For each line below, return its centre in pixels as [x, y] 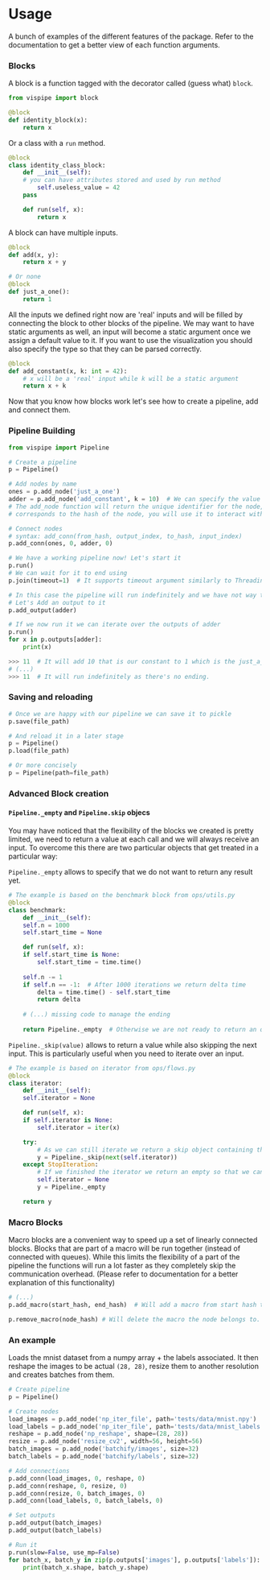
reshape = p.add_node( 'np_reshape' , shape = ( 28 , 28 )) [98, 1434]
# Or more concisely [43, 766]
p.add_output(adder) [43, 610]
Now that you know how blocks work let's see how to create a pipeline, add [133, 401]
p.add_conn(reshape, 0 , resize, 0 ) [68, 1486]
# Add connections [39, 1470]
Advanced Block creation [59, 793]
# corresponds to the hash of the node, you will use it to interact [127, 514]
